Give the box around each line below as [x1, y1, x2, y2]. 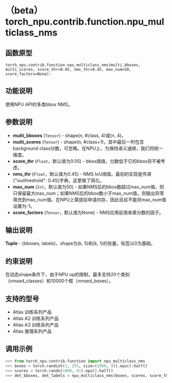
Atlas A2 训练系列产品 [12, 315, 59, 321]
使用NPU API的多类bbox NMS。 [5, 101, 73, 107]
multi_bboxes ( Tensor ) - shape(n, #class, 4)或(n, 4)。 [12, 132, 126, 139]
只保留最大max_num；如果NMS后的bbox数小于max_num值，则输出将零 [12, 190, 164, 196]
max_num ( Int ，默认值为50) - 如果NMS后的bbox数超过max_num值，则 [12, 183, 164, 190]
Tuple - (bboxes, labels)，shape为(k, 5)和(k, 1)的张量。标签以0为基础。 [5, 240, 156, 246]
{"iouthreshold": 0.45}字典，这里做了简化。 [12, 177, 104, 183]
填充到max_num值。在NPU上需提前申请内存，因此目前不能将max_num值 [12, 196, 166, 203]
